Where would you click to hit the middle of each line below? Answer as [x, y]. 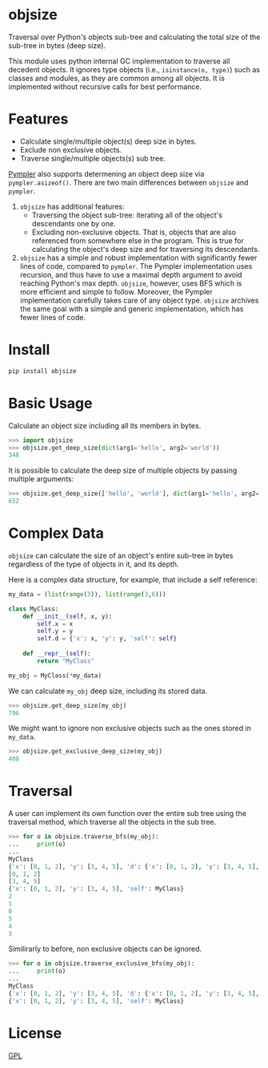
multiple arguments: [41, 479]
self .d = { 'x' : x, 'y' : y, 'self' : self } [107, 639]
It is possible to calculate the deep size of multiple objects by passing [123, 470]
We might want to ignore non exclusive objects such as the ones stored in [130, 729]
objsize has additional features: [72, 206]
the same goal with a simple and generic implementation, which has [132, 309]
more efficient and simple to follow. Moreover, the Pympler [116, 291]
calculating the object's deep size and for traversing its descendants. [146, 249]
